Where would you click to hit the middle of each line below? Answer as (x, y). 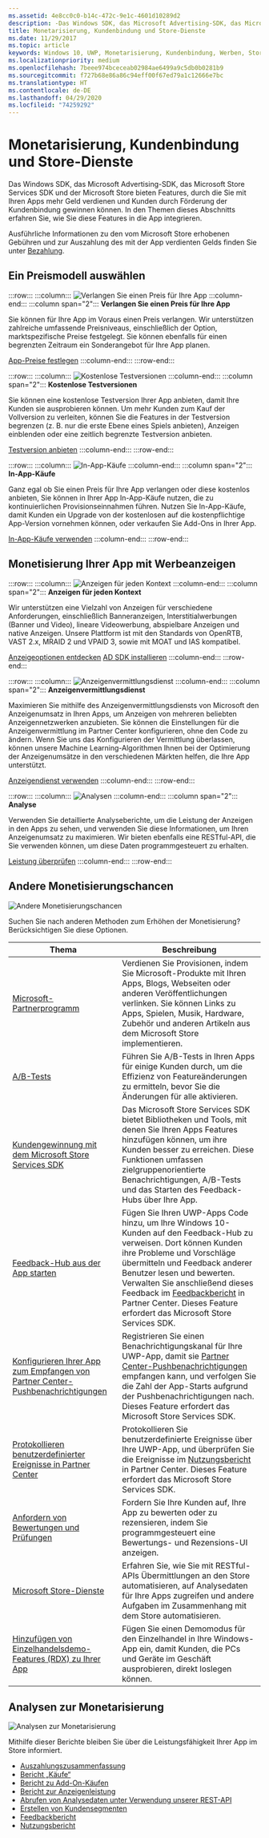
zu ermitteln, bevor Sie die (171, 1086)
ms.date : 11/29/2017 (43, 38)
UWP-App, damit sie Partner (176, 1356)
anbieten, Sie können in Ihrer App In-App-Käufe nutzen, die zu (111, 497)
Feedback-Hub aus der (57, 1262)
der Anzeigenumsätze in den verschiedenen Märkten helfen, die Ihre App (129, 756)
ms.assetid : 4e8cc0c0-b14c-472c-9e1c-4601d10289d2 (94, 16)
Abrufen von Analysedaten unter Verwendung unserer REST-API (126, 1800)
